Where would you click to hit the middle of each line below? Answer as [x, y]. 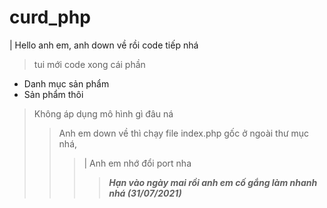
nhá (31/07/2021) [145, 193]
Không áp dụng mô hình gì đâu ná [103, 113]
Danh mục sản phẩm [66, 83]
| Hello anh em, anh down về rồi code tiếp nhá [104, 45]
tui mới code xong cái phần [89, 64]
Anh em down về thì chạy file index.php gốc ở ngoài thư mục [184, 133]
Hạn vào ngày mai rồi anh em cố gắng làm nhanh [213, 182]
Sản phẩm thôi [53, 94]
